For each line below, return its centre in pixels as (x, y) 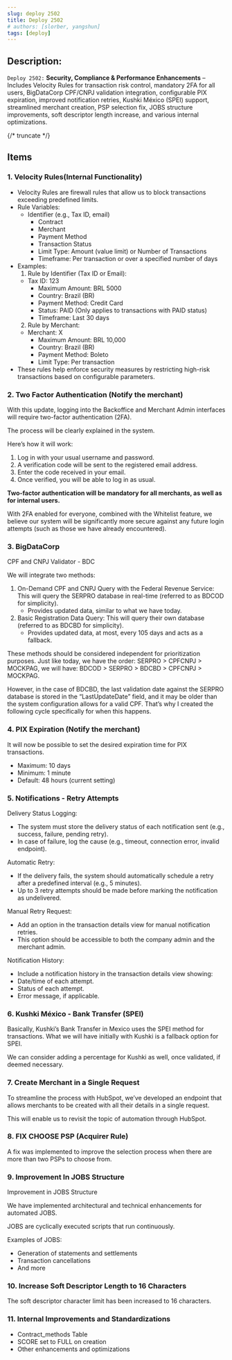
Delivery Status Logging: (42, 813)
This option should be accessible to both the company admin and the (116, 939)
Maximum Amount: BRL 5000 (80, 288)
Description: (35, 61)
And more (32, 1268)
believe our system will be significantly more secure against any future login (116, 521)
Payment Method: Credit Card (80, 303)
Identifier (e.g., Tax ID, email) (69, 214)
